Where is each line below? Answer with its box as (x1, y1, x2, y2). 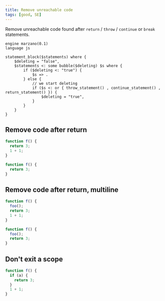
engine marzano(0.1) (5, 41, 49, 46)
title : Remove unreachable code (5, 7, 73, 13)
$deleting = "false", (14, 59, 59, 64)
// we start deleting (32, 81, 78, 86)
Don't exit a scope (5, 255, 63, 263)
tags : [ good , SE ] (5, 12, 42, 17)
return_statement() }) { (5, 89, 57, 95)
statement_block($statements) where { (5, 54, 87, 60)
